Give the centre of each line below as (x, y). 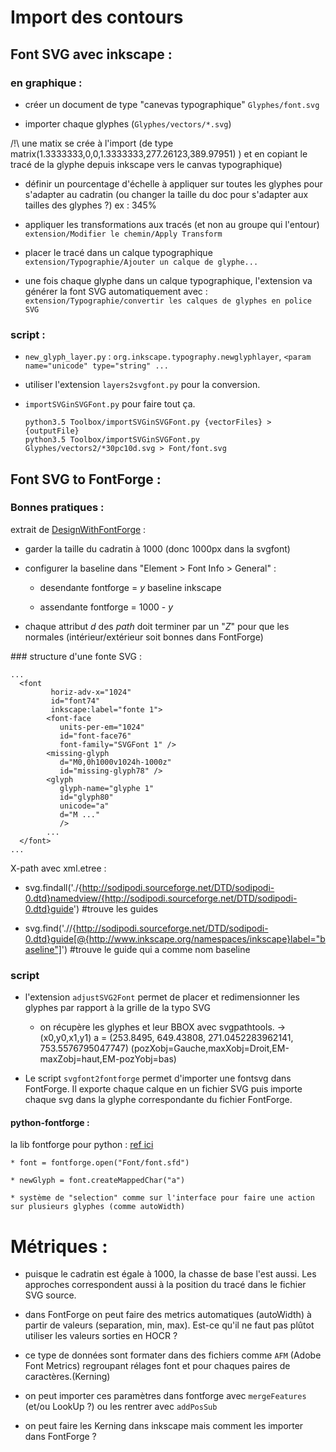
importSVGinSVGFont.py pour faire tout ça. (110, 404)
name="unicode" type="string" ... (96, 366)
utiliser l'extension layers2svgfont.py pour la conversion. (142, 385)
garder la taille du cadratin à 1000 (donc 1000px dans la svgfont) (157, 548)
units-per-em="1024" (102, 727)
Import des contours (97, 17)
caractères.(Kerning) (67, 1377)
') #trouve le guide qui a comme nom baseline (156, 949)
